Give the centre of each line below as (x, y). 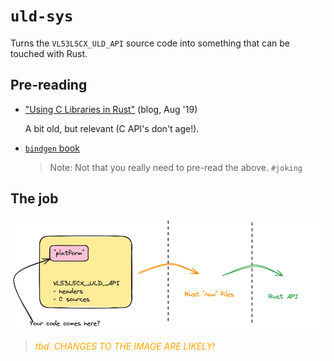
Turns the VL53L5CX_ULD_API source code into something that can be (150, 43)
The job (34, 199)
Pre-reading (49, 85)
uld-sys (42, 16)
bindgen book (52, 148)
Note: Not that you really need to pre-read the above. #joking (176, 167)
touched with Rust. (49, 53)
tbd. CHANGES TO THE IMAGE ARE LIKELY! (125, 346)
